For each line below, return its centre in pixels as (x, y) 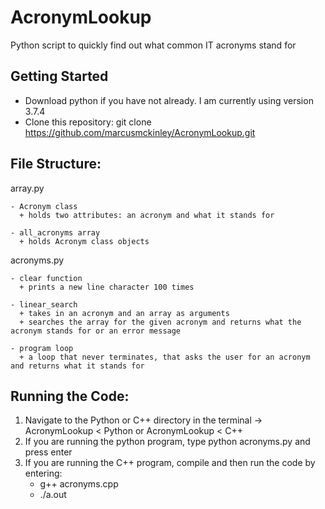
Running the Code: (70, 396)
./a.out (53, 495)
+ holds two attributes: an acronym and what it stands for (147, 215)
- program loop (42, 348)
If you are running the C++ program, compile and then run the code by (170, 463)
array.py (27, 188)
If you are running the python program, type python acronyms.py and (167, 442)
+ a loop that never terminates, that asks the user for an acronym (165, 357)
